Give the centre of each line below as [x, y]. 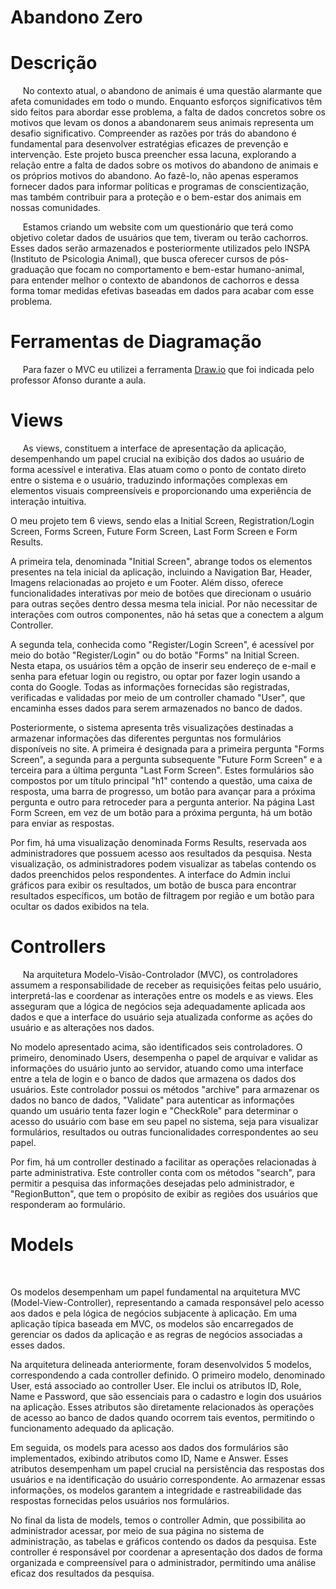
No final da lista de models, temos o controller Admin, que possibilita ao [158, 1520]
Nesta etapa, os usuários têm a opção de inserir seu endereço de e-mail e [163, 665]
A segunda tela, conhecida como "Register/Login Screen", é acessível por [162, 644]
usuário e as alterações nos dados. [82, 1027]
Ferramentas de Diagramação [136, 342]
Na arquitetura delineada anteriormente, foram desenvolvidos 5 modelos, [161, 1364]
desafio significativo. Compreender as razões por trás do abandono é [153, 133]
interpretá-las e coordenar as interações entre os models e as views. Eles [162, 995]
